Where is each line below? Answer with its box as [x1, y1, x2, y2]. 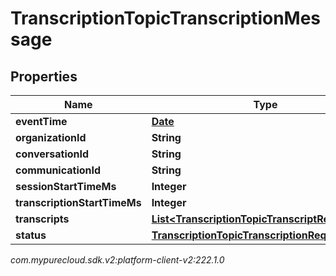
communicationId [15, 163, 102, 177]
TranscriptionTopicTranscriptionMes [10, 7, 322, 30]
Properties [10, 68, 78, 85]
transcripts [15, 212, 70, 226]
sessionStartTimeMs [15, 180, 117, 193]
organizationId [15, 131, 87, 144]
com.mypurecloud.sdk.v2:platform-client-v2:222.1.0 [10, 254, 225, 266]
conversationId [15, 147, 90, 161]
